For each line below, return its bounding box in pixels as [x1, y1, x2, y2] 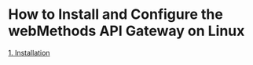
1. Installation [8, 48, 50, 57]
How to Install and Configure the [8, 5, 224, 23]
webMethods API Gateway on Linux [8, 22, 245, 40]
